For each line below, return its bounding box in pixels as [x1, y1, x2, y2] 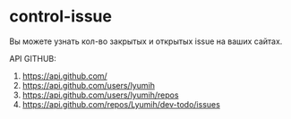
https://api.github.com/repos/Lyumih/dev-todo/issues [21, 98, 221, 109]
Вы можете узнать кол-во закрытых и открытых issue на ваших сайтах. [9, 36, 283, 47]
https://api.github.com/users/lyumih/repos [21, 89, 179, 100]
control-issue [9, 6, 112, 27]
